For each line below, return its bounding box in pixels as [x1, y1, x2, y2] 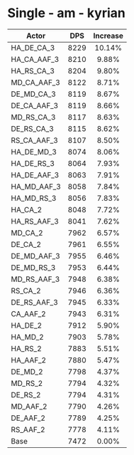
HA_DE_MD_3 [11, 147, 57, 157]
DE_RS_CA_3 [11, 123, 55, 133]
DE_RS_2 [11, 389, 41, 399]
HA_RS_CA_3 [11, 66, 55, 75]
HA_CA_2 [11, 204, 43, 214]
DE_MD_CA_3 [11, 89, 57, 99]
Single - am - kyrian [7, 5, 125, 21]
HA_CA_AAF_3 [11, 54, 60, 64]
